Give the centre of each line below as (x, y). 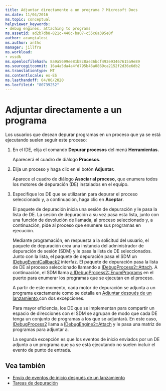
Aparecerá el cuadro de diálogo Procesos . (56, 159)
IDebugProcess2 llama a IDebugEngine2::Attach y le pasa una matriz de (87, 324)
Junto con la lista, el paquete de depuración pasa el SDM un (75, 256)
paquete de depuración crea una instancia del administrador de (78, 245)
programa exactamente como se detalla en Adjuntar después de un (82, 293)
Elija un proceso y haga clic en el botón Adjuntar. (63, 169)
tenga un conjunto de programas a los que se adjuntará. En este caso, (85, 318)
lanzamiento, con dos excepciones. (48, 298)
